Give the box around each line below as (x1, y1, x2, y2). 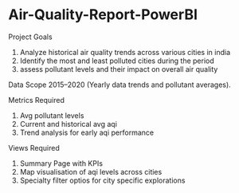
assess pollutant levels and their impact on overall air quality (19, 64, 218, 73)
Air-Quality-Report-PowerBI (8, 6, 198, 24)
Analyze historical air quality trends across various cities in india (19, 47, 231, 57)
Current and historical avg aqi (19, 119, 118, 128)
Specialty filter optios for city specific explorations (19, 175, 186, 185)
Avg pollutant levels (19, 110, 84, 120)
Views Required (8, 143, 60, 152)
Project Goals (8, 32, 53, 41)
